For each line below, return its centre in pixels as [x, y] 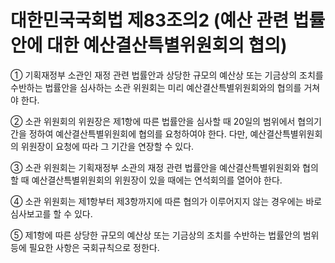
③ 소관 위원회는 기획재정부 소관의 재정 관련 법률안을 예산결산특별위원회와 [155, 167]
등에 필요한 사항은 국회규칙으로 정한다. [85, 247]
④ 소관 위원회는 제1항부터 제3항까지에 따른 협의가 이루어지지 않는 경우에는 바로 [166, 201]
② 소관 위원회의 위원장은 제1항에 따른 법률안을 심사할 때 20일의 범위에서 [153, 121]
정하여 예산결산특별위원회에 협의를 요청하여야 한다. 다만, [138, 133]
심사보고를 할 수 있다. [51, 213]
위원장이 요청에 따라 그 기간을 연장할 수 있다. [107, 146]
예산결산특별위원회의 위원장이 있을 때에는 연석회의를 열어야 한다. [157, 180]
